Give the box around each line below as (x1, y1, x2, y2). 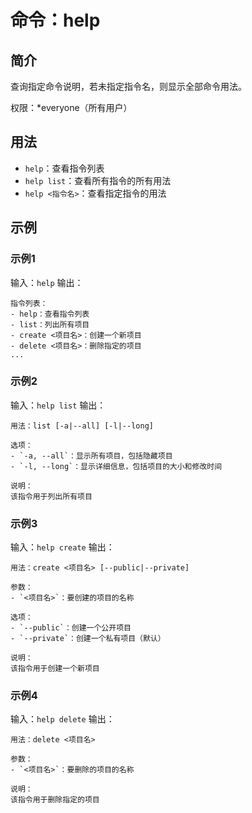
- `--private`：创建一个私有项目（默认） (10, 634, 166, 644)
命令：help (10, 9, 101, 32)
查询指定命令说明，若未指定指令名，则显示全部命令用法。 (10, 81, 247, 92)
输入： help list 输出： (10, 399, 107, 411)
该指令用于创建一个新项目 (10, 664, 100, 674)
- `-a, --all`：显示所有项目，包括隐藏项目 (10, 451, 173, 461)
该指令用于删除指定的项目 (10, 795, 100, 805)
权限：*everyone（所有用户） (10, 102, 133, 113)
